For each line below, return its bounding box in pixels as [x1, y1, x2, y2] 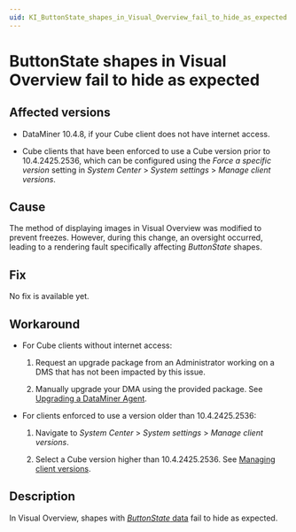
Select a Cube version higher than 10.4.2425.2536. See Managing [35, 454, 277, 465]
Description [9, 489, 75, 505]
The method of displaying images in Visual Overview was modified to [9, 223, 262, 234]
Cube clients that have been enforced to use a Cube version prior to [21, 145, 270, 156]
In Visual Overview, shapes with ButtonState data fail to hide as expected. [9, 513, 278, 523]
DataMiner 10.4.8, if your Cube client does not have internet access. [21, 128, 270, 139]
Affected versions [9, 105, 111, 120]
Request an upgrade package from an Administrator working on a [35, 358, 275, 368]
